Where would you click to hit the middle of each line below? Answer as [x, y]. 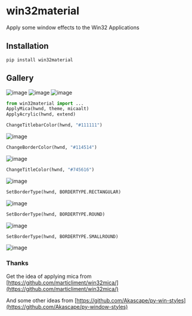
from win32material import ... [45, 103]
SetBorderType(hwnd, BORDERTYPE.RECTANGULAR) [64, 192]
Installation [27, 46]
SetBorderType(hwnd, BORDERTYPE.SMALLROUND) [62, 236]
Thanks [17, 263]
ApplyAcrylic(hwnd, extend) [41, 114]
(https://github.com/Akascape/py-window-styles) [67, 306]
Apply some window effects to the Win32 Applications [73, 27]
